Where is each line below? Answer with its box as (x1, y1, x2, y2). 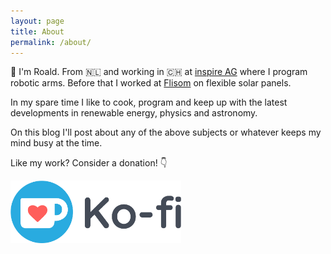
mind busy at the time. (10, 137, 103, 149)
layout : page (10, 16, 65, 26)
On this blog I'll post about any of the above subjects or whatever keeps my (10, 126, 322, 139)
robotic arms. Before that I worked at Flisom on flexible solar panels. (10, 77, 292, 89)
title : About (10, 26, 65, 37)
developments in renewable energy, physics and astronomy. (10, 107, 258, 119)
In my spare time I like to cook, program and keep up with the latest (10, 96, 288, 109)
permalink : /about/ (10, 37, 92, 47)
